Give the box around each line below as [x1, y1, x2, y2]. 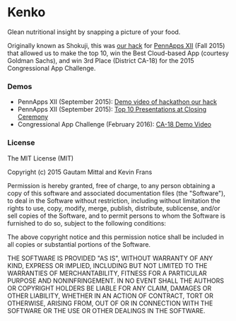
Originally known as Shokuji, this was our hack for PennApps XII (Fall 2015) [7, 41, 225, 49]
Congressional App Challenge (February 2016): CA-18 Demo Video [17, 120, 212, 129]
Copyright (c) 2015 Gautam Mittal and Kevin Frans [7, 168, 153, 176]
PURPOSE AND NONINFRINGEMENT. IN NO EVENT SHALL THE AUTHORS [7, 276, 225, 285]
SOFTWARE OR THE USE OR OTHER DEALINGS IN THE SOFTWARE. [7, 306, 206, 315]
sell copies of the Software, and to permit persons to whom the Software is [7, 211, 226, 220]
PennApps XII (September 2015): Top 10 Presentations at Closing [17, 105, 207, 114]
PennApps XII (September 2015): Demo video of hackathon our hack [17, 98, 218, 106]
